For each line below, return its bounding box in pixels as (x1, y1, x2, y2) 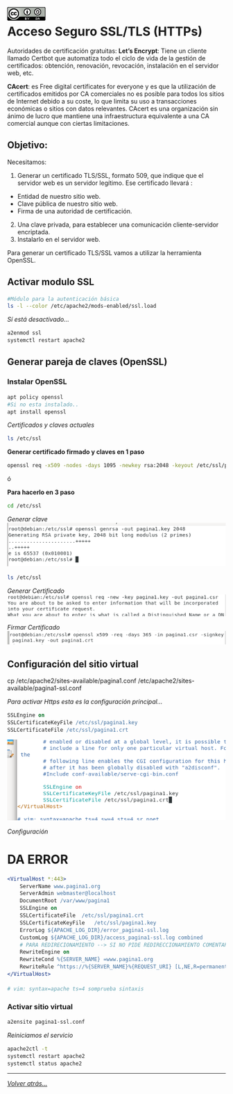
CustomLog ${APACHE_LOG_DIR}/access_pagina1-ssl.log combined (19, 934, 203, 941)
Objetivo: (7, 139, 49, 152)
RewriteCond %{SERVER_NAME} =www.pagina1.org (19, 956, 154, 963)
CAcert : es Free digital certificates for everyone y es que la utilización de (7, 82, 216, 90)
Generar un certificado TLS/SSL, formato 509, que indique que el (17, 171, 204, 179)
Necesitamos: (7, 158, 47, 166)
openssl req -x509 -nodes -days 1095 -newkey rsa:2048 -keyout (7, 462, 194, 469)
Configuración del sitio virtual (7, 658, 139, 670)
